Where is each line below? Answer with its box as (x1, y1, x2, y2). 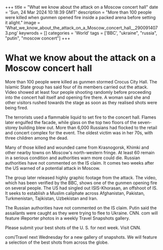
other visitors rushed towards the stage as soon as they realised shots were (5, 100, 158, 105)
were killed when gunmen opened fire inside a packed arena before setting (5, 15, 156, 20)
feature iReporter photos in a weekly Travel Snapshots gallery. (5, 215, 130, 221)
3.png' (5, 30, 18, 36)
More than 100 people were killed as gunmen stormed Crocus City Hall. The (5, 79, 158, 84)
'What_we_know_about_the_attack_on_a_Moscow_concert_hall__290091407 (5, 25, 158, 31)
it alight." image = (5, 20, 41, 25)
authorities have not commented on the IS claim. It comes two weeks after (5, 160, 154, 166)
